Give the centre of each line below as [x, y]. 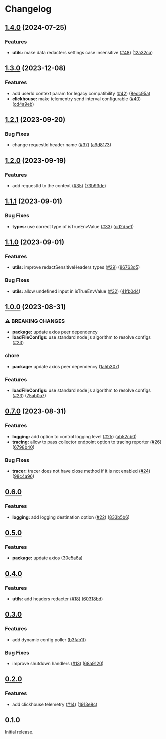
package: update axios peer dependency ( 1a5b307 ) [66, 366]
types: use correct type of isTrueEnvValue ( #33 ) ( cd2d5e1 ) [73, 226]
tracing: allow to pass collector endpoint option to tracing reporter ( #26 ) [87, 442]
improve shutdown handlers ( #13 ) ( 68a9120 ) [58, 663]
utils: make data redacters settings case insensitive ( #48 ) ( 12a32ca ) [83, 52]
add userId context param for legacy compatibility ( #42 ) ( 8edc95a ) [81, 93]
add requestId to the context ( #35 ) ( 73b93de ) [59, 185]
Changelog [28, 9]
